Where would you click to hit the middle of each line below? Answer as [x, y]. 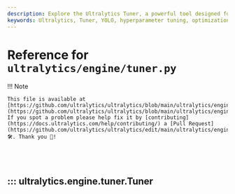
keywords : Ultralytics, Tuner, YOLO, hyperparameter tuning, [98, 20]
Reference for [48, 55]
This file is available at [47, 99]
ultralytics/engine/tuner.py [92, 68]
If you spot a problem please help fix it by [74, 118]
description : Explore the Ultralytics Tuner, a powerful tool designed [114, 14]
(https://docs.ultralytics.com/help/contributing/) [84, 124]
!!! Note [18, 86]
